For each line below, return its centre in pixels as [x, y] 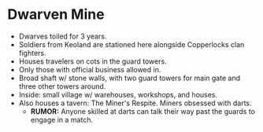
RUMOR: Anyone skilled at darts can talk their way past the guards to [143, 111]
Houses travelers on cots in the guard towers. [93, 61]
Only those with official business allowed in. [90, 69]
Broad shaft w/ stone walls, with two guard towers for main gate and [130, 78]
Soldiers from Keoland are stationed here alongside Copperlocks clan [131, 44]
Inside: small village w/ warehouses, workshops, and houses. [118, 94]
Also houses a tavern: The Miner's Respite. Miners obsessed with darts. [135, 103]
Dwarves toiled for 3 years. [63, 36]
